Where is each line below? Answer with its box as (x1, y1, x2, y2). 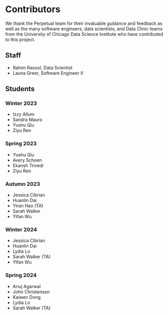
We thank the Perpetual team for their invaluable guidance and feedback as (5, 20, 163, 26)
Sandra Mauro (12, 116, 43, 123)
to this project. (5, 36, 35, 43)
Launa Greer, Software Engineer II (12, 70, 83, 76)
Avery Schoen (12, 157, 42, 163)
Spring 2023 (5, 140, 37, 147)
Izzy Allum (12, 111, 34, 117)
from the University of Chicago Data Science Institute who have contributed (5, 31, 163, 37)
